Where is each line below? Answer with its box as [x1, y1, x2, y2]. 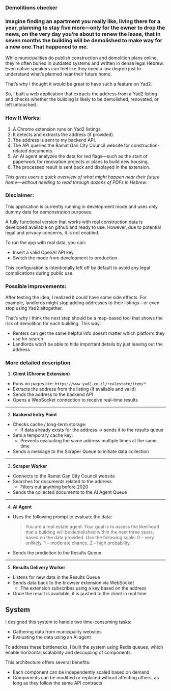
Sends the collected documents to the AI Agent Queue [12, 489, 127, 495]
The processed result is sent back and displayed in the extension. [12, 164, 151, 170]
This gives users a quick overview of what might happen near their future [5, 174, 160, 180]
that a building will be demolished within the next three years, [25, 529, 154, 535]
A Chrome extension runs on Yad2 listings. [12, 126, 102, 132]
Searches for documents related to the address [12, 479, 112, 485]
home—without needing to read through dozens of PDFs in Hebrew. [5, 179, 148, 185]
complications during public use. [5, 270, 74, 276]
